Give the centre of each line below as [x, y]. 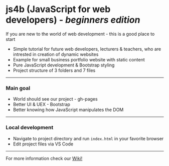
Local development [30, 128]
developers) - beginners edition [73, 20]
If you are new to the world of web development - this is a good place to [80, 34]
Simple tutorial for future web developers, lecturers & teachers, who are [87, 49]
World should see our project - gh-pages [55, 99]
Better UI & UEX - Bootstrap [42, 105]
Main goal [18, 88]
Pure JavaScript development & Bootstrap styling [64, 65]
